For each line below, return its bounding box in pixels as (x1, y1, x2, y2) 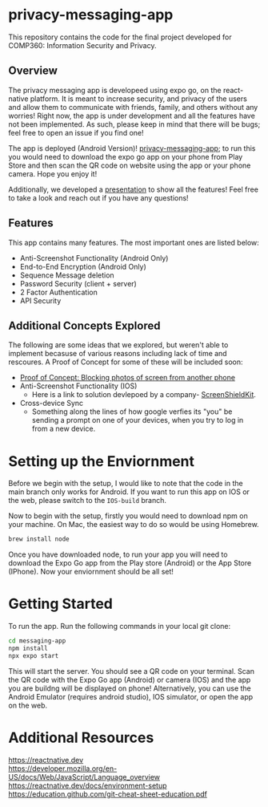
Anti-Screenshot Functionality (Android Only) (19, 253, 169, 262)
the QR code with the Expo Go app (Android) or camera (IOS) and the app (8, 675, 251, 684)
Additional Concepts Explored (8, 318, 161, 332)
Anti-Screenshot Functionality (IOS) (19, 381, 138, 391)
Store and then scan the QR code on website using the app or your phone (8, 160, 251, 170)
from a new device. (31, 424, 96, 434)
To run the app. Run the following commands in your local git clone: (8, 622, 231, 631)
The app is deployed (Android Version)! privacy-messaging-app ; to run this (8, 143, 256, 153)
